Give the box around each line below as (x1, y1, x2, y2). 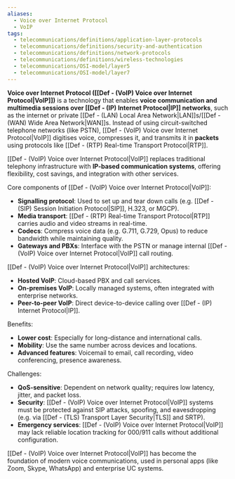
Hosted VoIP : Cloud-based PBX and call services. (17, 276, 163, 285)
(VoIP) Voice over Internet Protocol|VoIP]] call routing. (17, 249, 174, 257)
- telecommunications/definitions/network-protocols (13, 50, 171, 57)
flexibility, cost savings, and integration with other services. (7, 170, 179, 178)
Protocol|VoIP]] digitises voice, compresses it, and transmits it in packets (7, 133, 220, 141)
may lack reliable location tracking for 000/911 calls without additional (17, 428, 219, 436)
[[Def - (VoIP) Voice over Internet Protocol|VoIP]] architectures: (7, 262, 190, 271)
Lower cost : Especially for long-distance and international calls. (17, 333, 202, 342)
